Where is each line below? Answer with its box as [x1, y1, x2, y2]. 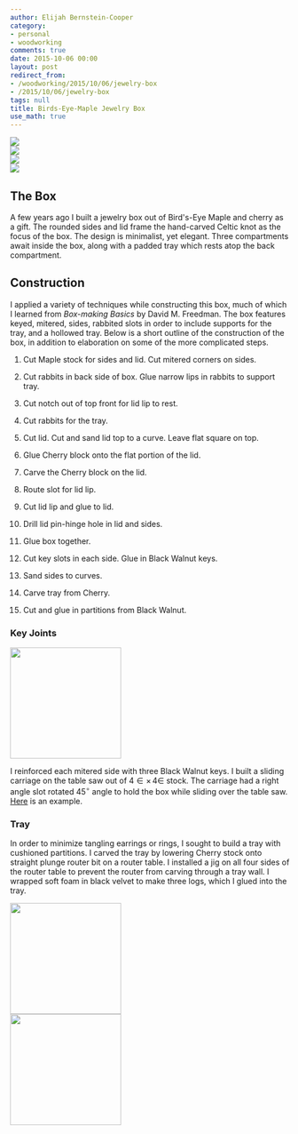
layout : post [10, 63, 59, 72]
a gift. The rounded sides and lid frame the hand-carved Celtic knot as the [10, 221, 282, 232]
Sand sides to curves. [22, 570, 103, 580]
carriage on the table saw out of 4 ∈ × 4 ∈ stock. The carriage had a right [10, 775, 279, 787]
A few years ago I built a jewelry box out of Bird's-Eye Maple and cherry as [10, 212, 284, 222]
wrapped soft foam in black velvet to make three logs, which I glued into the [10, 876, 287, 886]
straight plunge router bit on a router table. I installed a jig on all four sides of [10, 857, 290, 867]
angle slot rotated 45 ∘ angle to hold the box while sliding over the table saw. [10, 785, 288, 796]
